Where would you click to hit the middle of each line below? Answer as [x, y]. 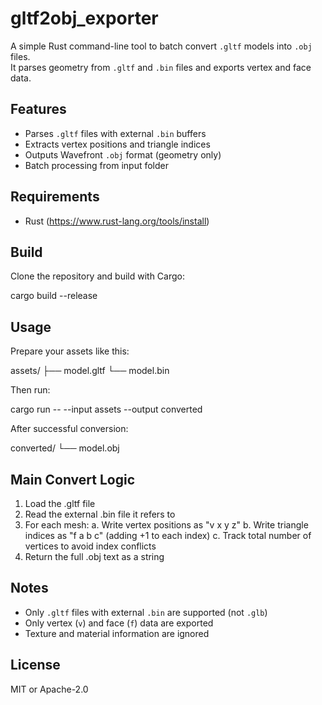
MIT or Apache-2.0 [49, 689]
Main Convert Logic [73, 479]
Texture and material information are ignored [117, 633]
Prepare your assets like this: [70, 351]
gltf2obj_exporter [84, 18]
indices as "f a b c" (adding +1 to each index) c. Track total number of [168, 535]
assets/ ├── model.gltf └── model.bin [90, 371]
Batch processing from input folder [97, 165]
